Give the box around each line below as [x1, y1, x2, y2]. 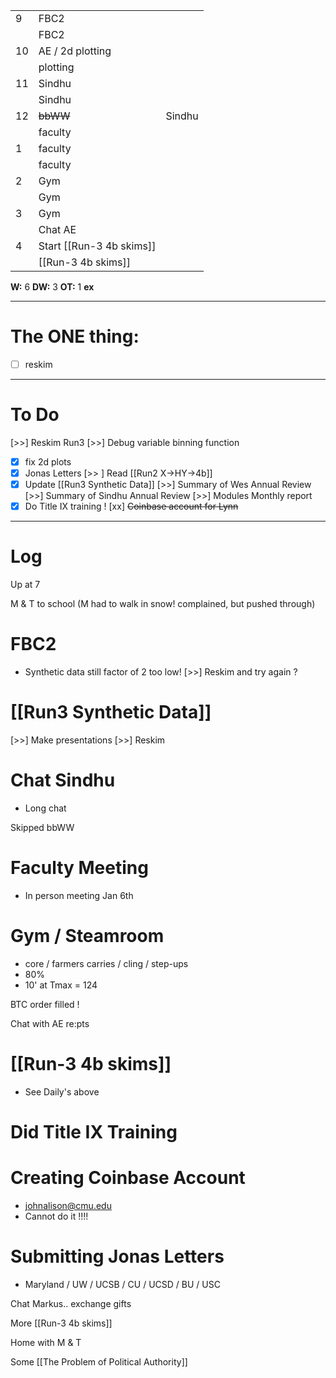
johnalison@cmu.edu [24, 1199, 112, 1211]
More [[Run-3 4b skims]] [10, 1317, 113, 1329]
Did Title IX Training [10, 1120, 178, 1143]
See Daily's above [24, 1085, 100, 1098]
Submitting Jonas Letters [10, 1245, 225, 1268]
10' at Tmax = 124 [24, 979, 98, 991]
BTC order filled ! [10, 998, 80, 1010]
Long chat [24, 802, 67, 814]
